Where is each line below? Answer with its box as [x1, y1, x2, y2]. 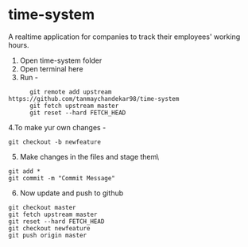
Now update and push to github [19, 188, 124, 198]
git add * [8, 167, 41, 176]
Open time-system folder [19, 56, 103, 65]
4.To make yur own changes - [8, 122, 107, 132]
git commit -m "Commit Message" [8, 174, 115, 182]
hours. [8, 40, 29, 49]
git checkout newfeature [8, 224, 91, 232]
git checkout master [8, 203, 77, 211]
